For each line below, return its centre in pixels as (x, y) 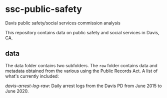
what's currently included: (32, 76)
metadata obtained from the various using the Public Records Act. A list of (81, 71)
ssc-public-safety (44, 9)
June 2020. (17, 91)
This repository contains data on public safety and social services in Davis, (82, 32)
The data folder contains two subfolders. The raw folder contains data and (81, 65)
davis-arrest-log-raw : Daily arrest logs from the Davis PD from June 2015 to (83, 86)
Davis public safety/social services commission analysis (63, 23)
